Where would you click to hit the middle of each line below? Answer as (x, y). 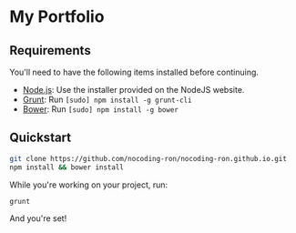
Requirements (50, 51)
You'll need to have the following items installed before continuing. (134, 72)
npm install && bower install (67, 167)
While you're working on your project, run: (89, 185)
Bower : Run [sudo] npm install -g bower (101, 109)
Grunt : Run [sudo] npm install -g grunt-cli (107, 99)
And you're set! (38, 218)
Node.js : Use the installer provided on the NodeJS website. (133, 90)
